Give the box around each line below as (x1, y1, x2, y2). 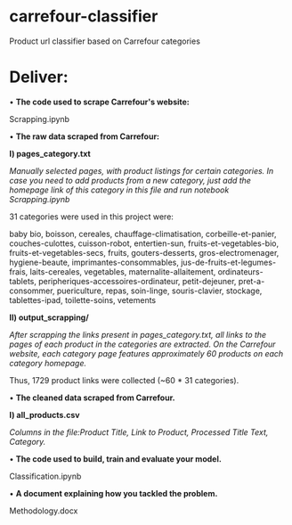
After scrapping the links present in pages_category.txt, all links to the (9, 329, 267, 340)
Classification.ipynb (9, 471, 82, 481)
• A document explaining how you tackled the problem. (9, 488, 218, 498)
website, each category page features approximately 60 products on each (9, 348, 284, 358)
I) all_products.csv (9, 409, 80, 420)
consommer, (9, 285, 55, 296)
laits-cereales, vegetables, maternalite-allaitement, (29, 266, 216, 277)
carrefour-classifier (9, 6, 158, 27)
